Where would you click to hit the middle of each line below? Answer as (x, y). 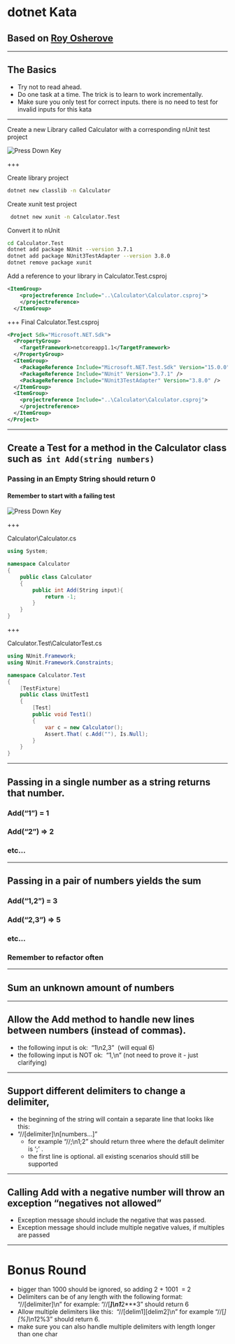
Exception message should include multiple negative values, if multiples (121, 1227)
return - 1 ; (60, 597)
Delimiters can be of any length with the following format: (100, 1297)
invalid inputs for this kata (55, 109)
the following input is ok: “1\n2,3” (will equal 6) (86, 1047)
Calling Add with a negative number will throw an (116, 1193)
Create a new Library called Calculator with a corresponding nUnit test (109, 129)
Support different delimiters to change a (97, 1091)
